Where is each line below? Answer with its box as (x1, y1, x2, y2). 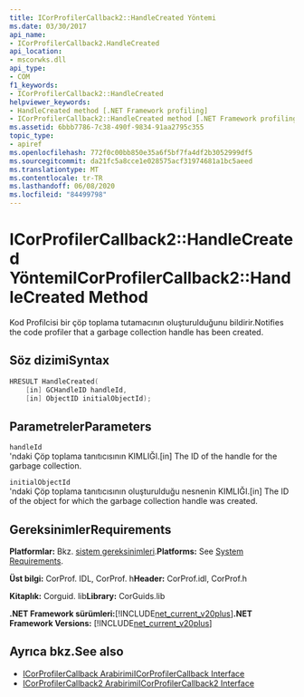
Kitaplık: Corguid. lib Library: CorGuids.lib (9, 591, 166, 601)
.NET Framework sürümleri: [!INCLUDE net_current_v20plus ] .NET (9, 608, 253, 619)
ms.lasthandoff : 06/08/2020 (9, 182, 116, 191)
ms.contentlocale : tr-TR (9, 173, 103, 182)
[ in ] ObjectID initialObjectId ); (25, 393, 152, 403)
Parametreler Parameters (9, 419, 152, 434)
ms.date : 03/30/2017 (9, 22, 88, 31)
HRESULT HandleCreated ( (9, 377, 100, 386)
